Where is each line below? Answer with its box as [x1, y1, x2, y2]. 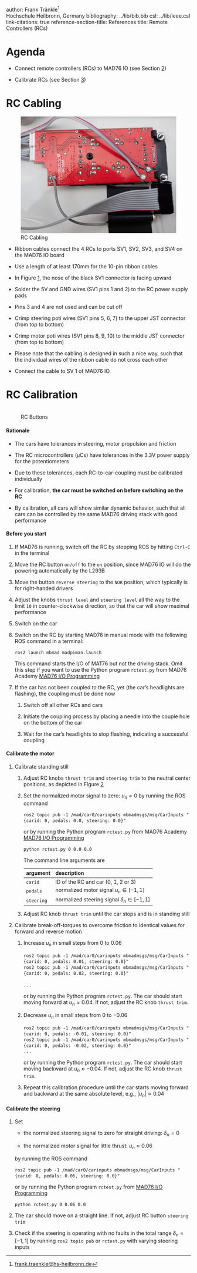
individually [14, 475, 43, 482]
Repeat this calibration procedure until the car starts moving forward [23, 1084, 189, 1091]
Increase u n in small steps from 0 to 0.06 [23, 939, 122, 948]
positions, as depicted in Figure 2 [23, 781, 104, 788]
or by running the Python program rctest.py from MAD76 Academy [23, 828, 188, 835]
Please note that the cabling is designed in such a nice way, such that [14, 349, 183, 357]
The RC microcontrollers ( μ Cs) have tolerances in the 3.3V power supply [14, 452, 190, 459]
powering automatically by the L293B [14, 567, 106, 574]
